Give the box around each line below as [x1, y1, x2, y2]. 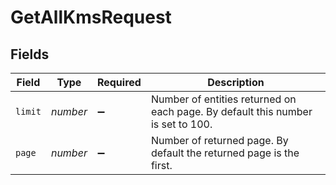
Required [96, 76, 142, 89]
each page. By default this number [150, 105, 313, 118]
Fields [10, 46, 50, 63]
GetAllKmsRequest [10, 6, 172, 29]
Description [207, 76, 265, 89]
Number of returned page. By [150, 134, 289, 147]
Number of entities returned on [150, 92, 297, 106]
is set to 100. [150, 117, 213, 131]
